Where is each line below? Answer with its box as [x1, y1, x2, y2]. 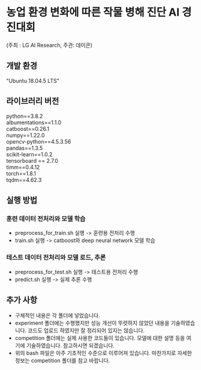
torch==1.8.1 [6, 169, 36, 177]
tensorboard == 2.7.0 [6, 157, 59, 164]
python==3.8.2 [6, 112, 43, 120]
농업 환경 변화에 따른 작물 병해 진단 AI [6, 5, 180, 19]
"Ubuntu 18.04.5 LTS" [6, 77, 60, 84]
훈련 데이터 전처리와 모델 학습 [6, 214, 86, 223]
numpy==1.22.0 [6, 132, 45, 139]
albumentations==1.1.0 [6, 118, 62, 126]
